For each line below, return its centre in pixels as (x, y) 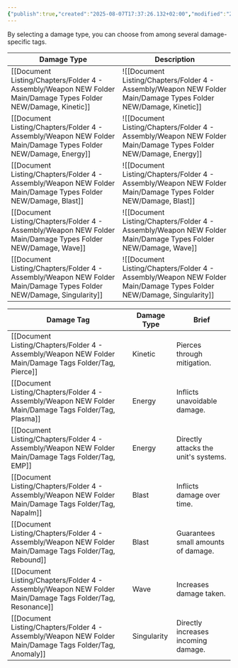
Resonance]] (33, 606)
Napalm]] (27, 513)
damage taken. (201, 593)
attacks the (195, 448)
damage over (198, 495)
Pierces (189, 345)
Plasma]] (26, 418)
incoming (192, 640)
